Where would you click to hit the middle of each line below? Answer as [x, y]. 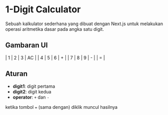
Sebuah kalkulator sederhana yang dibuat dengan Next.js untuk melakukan [84, 24]
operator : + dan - [31, 97]
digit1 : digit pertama [34, 86]
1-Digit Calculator [43, 9]
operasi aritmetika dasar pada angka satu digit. [55, 29]
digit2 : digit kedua [32, 91]
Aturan [17, 74]
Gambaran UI [27, 45]
